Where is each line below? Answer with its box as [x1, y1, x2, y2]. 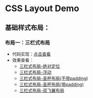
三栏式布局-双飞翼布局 [19, 87, 65, 93]
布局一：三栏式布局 [5, 39, 50, 46]
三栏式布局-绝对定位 [19, 63, 60, 69]
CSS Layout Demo [5, 3, 79, 14]
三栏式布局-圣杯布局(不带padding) [19, 75, 89, 81]
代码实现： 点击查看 [12, 51, 51, 57]
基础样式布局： [5, 23, 50, 32]
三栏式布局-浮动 [19, 69, 52, 75]
